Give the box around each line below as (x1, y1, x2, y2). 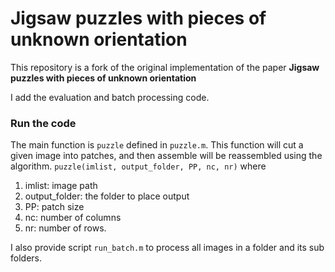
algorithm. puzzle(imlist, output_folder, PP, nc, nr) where (10, 160, 267, 172)
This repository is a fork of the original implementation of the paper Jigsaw (10, 61, 320, 73)
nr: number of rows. (24, 222, 107, 234)
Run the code (10, 116, 77, 130)
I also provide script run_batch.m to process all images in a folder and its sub (10, 242, 325, 254)
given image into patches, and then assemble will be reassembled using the (10, 150, 323, 162)
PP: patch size (24, 201, 85, 213)
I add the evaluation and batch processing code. (10, 91, 210, 103)
